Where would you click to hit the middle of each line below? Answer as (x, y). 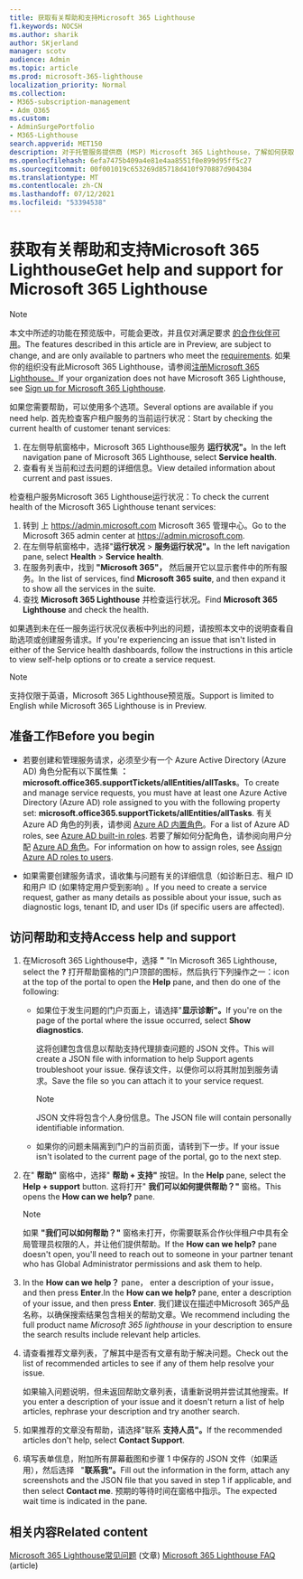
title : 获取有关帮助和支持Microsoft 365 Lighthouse (102, 18)
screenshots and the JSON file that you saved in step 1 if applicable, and (157, 1480)
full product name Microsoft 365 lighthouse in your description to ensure (157, 1325)
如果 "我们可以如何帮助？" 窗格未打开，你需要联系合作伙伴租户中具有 (151, 1233)
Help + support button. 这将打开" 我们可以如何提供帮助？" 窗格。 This (151, 1187)
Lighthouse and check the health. (85, 609)
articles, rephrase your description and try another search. (131, 1412)
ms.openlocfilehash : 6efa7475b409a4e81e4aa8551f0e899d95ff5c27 (131, 160)
